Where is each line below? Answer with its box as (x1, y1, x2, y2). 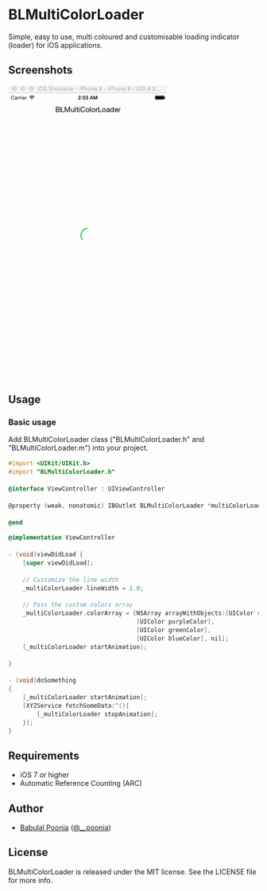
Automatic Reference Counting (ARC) (19, 779, 143, 788)
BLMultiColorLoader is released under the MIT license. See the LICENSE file (8, 866, 257, 877)
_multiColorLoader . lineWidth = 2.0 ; (22, 584, 145, 592)
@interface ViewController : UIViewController (8, 485, 165, 493)
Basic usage (8, 416, 57, 428)
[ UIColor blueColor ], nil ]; (136, 635, 229, 643)
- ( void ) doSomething (8, 677, 77, 685)
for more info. (8, 875, 53, 885)
